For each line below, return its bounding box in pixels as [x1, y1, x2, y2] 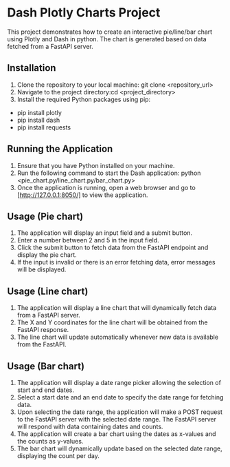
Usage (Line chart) [7, 285, 89, 297]
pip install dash [16, 116, 60, 124]
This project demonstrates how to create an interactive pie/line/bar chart [7, 28, 213, 36]
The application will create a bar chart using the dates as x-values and [16, 430, 216, 438]
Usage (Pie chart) [7, 210, 84, 222]
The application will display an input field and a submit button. [16, 229, 193, 237]
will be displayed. [16, 265, 67, 273]
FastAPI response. [16, 326, 69, 334]
